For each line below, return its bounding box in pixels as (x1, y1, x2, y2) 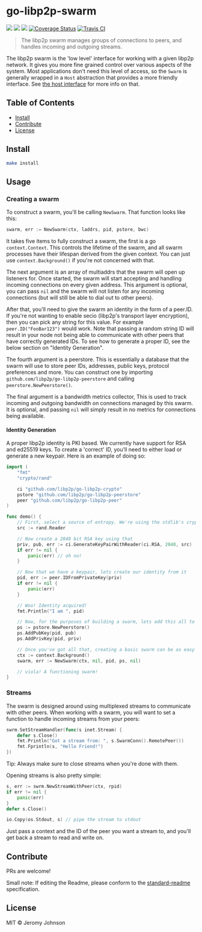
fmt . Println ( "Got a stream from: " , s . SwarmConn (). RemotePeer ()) (17, 738, 185, 744)
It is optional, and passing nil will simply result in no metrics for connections (6, 406, 196, 413)
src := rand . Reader (17, 525, 66, 531)
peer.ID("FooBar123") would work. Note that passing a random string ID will (6, 325, 194, 332)
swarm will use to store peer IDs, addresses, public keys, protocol (6, 362, 170, 369)
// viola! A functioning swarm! (17, 669, 98, 675)
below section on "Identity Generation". (6, 344, 104, 351)
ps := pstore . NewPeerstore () (17, 625, 90, 631)
